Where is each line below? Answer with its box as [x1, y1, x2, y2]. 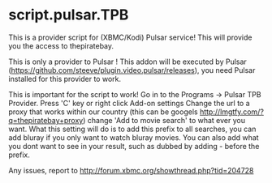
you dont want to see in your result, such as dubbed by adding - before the [8, 141, 260, 151]
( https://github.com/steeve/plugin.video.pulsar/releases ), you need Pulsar [8, 65, 256, 74]
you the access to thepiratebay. [8, 40, 114, 50]
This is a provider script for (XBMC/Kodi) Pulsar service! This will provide [8, 32, 253, 42]
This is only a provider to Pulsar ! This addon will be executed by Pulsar [8, 57, 248, 66]
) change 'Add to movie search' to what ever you [82, 115, 246, 125]
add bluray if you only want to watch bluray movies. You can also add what [8, 132, 259, 143]
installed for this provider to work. [8, 74, 122, 83]
